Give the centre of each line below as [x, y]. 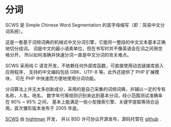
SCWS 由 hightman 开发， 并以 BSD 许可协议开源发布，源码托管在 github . [83, 119]
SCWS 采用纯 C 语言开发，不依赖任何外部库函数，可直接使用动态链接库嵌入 [85, 66]
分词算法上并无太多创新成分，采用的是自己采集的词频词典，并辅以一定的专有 [85, 89]
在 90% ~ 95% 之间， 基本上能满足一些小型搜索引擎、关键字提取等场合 [80, 102]
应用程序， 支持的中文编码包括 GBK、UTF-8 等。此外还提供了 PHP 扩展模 [82, 72]
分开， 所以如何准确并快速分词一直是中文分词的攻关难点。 [70, 55]
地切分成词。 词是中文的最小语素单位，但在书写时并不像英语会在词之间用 [82, 48]
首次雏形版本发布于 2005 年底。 [48, 108]
